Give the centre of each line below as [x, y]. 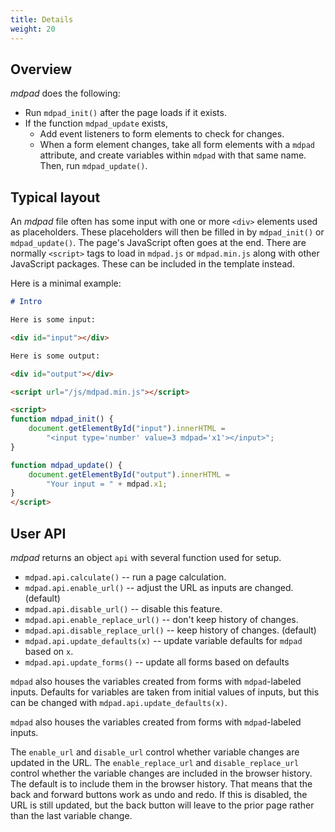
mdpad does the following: [65, 93]
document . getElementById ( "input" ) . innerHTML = [127, 429]
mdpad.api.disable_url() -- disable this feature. [123, 608]
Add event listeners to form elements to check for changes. [162, 134]
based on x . [49, 651]
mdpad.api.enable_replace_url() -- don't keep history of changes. [161, 619]
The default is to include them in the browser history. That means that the [161, 783]
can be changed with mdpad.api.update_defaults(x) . [119, 702]
